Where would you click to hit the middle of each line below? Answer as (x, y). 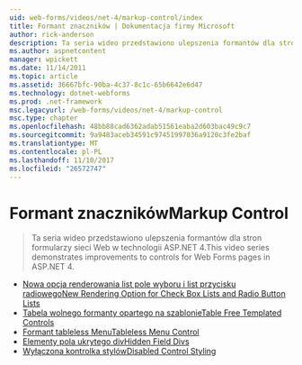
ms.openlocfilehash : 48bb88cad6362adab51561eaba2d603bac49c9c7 (130, 127)
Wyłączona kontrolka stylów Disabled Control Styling (119, 351)
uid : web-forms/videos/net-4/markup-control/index (106, 18)
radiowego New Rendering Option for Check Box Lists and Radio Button (154, 294)
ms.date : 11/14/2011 (48, 68)
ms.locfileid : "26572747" (58, 169)
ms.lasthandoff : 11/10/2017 (62, 160)
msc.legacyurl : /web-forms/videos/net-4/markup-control (116, 110)
